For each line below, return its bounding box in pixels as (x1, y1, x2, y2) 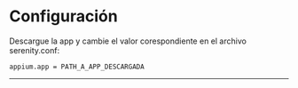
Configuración (9, 6, 118, 27)
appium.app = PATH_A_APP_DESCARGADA (9, 62, 145, 71)
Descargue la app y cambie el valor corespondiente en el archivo (9, 36, 247, 46)
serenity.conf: (9, 44, 60, 55)
